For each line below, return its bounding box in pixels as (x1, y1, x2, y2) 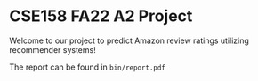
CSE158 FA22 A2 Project (9, 6, 193, 26)
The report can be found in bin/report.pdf (9, 62, 166, 72)
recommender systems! (9, 44, 96, 55)
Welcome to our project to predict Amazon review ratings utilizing (9, 35, 249, 46)
